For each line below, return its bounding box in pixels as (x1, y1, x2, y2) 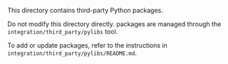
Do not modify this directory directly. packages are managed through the (7, 20, 222, 28)
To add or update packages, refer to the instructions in (7, 41, 167, 49)
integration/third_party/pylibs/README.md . (7, 49, 138, 57)
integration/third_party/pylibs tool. (7, 28, 118, 36)
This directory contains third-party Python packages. (7, 6, 164, 14)
